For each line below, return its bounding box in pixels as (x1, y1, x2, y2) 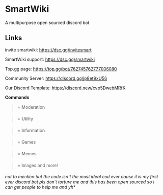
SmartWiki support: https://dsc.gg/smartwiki (5, 56, 95, 62)
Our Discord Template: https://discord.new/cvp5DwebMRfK (5, 85, 126, 91)
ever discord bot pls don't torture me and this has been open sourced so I (5, 179, 155, 185)
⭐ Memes (17, 150, 37, 156)
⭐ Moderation (17, 104, 45, 110)
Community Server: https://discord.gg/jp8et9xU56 (5, 75, 107, 81)
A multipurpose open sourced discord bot (5, 20, 90, 25)
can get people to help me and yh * (5, 184, 76, 190)
